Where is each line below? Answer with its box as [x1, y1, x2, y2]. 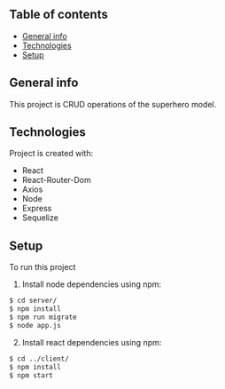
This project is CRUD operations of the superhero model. [9, 99, 217, 109]
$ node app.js [9, 321, 62, 329]
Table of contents [9, 7, 108, 22]
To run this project [9, 262, 76, 273]
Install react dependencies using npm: [21, 337, 162, 347]
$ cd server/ [9, 297, 58, 306]
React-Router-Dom [21, 175, 91, 186]
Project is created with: [9, 148, 94, 159]
